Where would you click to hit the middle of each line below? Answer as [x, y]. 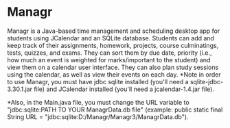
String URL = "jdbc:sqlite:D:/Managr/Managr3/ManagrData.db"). [98, 116]
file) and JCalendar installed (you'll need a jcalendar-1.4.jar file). [124, 89]
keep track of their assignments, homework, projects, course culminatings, [113, 45]
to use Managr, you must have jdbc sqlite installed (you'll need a [98, 81]
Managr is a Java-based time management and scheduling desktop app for [114, 31]
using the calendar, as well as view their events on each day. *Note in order [114, 74]
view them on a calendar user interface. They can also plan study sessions [113, 67]
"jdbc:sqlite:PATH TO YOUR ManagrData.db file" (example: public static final [115, 110]
